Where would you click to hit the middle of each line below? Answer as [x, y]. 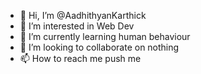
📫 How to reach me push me [80, 58]
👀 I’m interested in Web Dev [77, 26]
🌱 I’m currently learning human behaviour [105, 36]
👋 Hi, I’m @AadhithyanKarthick [83, 15]
